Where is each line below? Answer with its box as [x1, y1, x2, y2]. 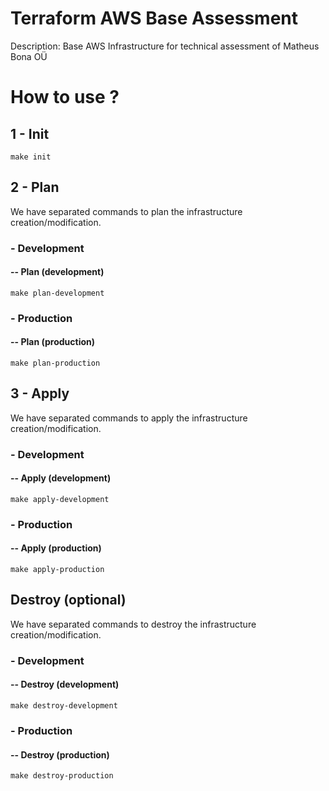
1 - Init [10, 125, 50, 142]
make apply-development [10, 494, 110, 504]
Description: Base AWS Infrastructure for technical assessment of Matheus [10, 40, 320, 52]
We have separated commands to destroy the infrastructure [10, 618, 257, 630]
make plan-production [10, 358, 101, 368]
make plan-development [10, 288, 105, 298]
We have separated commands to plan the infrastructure [10, 205, 243, 217]
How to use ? [10, 86, 120, 109]
